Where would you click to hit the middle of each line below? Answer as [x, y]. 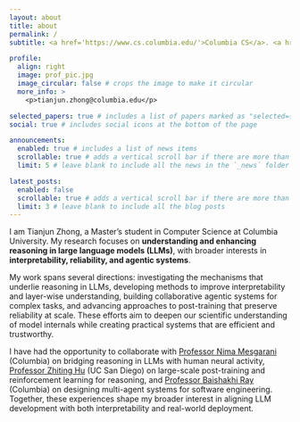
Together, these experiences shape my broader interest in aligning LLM [141, 399]
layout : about [36, 17]
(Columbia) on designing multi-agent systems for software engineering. [141, 390]
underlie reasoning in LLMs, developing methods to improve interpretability [147, 287]
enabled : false [46, 190]
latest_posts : [36, 181]
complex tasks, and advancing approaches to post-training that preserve [143, 306]
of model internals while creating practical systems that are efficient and [142, 325]
